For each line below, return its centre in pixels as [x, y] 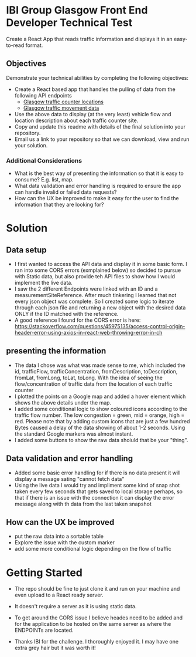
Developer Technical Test [69, 23]
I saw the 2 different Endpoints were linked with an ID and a [86, 289]
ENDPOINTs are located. [44, 630]
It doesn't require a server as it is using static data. [75, 607]
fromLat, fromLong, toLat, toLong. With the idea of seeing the [88, 378]
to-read [15, 45]
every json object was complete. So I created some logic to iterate [94, 301]
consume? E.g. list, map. [44, 180]
